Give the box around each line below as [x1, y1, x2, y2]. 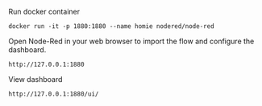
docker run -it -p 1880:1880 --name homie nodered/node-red [8, 22, 215, 31]
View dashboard [8, 75, 63, 84]
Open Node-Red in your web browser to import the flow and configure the [8, 36, 255, 46]
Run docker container [8, 7, 81, 16]
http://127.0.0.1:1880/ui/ [8, 90, 99, 98]
